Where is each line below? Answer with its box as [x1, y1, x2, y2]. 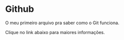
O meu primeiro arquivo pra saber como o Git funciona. [5, 20, 119, 26]
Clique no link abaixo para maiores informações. [5, 29, 105, 35]
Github [5, 3, 34, 15]
